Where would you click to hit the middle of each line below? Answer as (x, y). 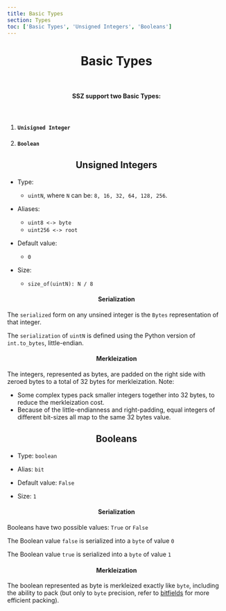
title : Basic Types (35, 14)
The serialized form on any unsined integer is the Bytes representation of (113, 315)
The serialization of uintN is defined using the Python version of (101, 335)
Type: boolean (37, 455)
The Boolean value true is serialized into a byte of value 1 (89, 554)
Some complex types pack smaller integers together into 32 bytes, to (116, 395)
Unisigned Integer (44, 128)
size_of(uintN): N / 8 (60, 284)
